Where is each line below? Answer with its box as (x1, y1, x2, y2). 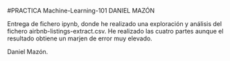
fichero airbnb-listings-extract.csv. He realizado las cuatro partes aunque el (7, 27, 224, 35)
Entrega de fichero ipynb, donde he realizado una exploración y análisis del (7, 20, 222, 27)
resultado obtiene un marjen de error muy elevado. (7, 34, 152, 42)
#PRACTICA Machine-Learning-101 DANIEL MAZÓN (7, 7, 155, 14)
